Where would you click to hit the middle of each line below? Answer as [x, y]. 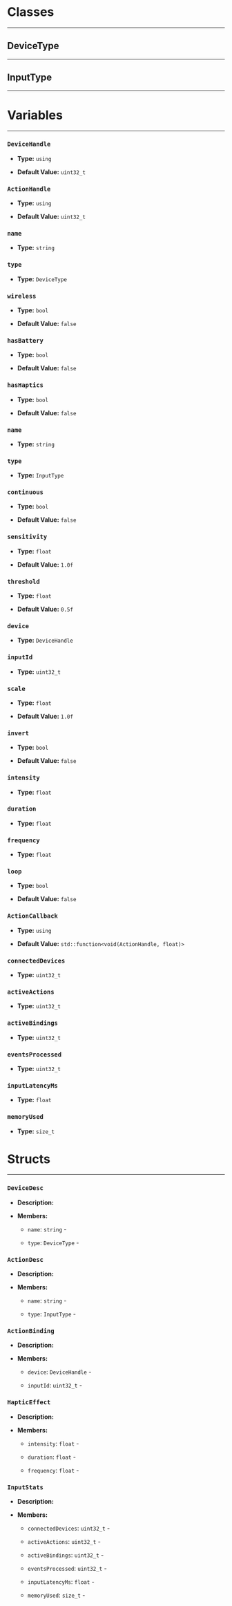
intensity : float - [53, 1443]
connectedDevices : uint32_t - [69, 1528]
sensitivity [27, 537]
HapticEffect [29, 1402]
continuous [25, 492]
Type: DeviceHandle [45, 641]
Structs [29, 1159]
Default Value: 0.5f [45, 610]
